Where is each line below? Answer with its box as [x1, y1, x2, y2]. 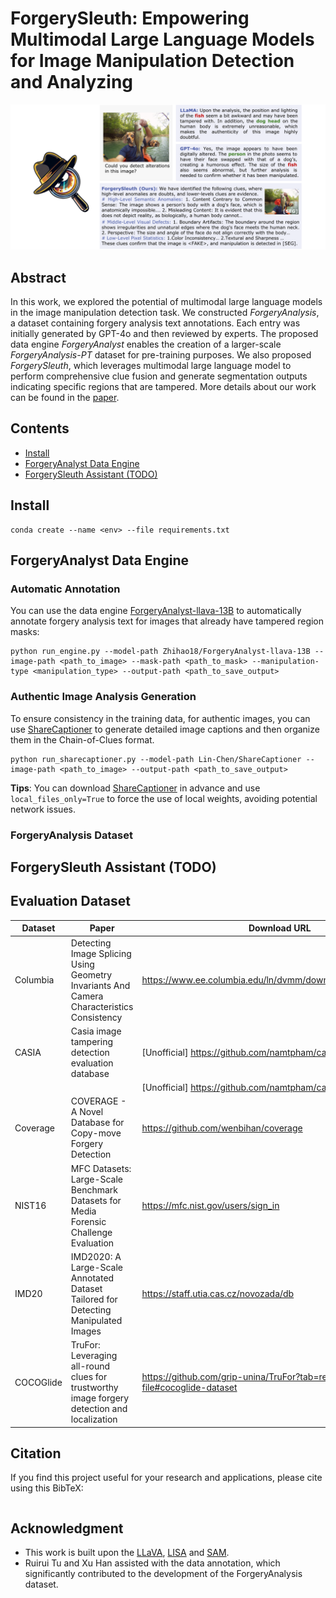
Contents [10, 420, 70, 437]
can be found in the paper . [10, 392, 120, 404]
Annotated [70, 1272, 115, 1284]
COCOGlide [14, 1376, 63, 1388]
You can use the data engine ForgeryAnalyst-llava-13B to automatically [10, 605, 302, 617]
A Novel [70, 1106, 104, 1118]
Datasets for [70, 1194, 122, 1206]
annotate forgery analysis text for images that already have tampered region [10, 615, 325, 627]
